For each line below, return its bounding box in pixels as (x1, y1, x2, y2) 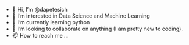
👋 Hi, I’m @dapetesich (12, 6, 68, 13)
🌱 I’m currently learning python (12, 19, 90, 26)
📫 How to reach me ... (12, 32, 69, 39)
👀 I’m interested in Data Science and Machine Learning (12, 12, 151, 19)
